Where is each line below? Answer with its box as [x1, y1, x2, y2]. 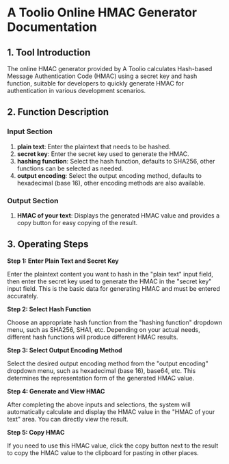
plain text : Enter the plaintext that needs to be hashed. [16, 142, 171, 151]
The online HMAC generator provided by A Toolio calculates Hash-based [7, 65, 213, 73]
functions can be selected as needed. [16, 164, 124, 172]
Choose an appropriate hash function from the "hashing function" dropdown [7, 318, 223, 326]
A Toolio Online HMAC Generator [7, 5, 197, 21]
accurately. [7, 292, 39, 300]
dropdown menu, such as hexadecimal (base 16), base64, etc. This [7, 366, 196, 374]
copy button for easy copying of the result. [16, 218, 138, 227]
